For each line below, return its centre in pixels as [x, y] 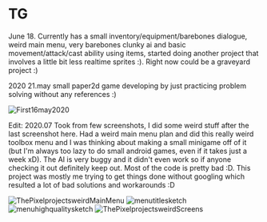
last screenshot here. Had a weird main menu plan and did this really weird [131, 134]
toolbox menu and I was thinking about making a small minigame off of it [128, 142]
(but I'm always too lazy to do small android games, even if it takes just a [128, 151]
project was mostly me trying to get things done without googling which [127, 176]
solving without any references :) [63, 94]
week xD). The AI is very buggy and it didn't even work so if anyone [120, 159]
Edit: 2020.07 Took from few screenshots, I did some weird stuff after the [129, 125]
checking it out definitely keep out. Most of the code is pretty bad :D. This [130, 168]
